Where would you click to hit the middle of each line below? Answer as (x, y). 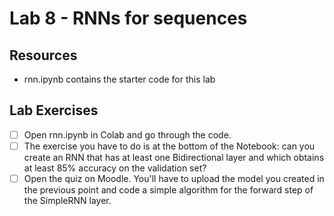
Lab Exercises (54, 110)
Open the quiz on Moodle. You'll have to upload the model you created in (174, 178)
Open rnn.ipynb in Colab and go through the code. (127, 134)
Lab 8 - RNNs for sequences (128, 18)
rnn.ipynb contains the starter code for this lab (119, 79)
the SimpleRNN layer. (67, 200)
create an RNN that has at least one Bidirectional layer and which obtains (174, 157)
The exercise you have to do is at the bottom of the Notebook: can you (169, 146)
